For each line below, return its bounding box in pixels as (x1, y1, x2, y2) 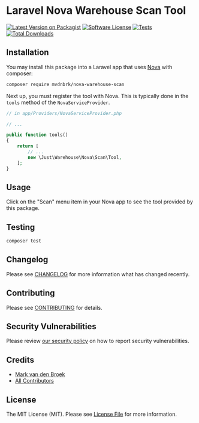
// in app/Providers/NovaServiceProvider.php (6, 110, 122, 116)
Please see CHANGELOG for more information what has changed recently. (6, 270, 190, 277)
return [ (17, 143, 39, 149)
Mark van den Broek (14, 371, 65, 378)
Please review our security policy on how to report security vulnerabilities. (6, 338, 189, 345)
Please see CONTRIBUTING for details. (6, 304, 103, 311)
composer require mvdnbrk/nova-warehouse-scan (6, 81, 125, 87)
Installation (6, 48, 49, 58)
